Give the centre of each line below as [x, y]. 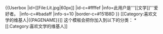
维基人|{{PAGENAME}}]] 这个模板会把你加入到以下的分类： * [75, 20]
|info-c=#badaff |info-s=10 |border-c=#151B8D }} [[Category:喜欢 [86, 14]
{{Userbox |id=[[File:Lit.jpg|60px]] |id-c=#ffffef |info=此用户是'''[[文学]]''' [80, 8]
